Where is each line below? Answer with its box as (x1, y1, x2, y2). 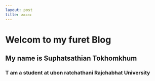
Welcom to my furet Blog (5, 34, 111, 46)
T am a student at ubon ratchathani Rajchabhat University (5, 69, 150, 76)
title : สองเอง (5, 12, 31, 17)
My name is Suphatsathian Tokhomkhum (5, 54, 137, 63)
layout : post (5, 7, 33, 13)
